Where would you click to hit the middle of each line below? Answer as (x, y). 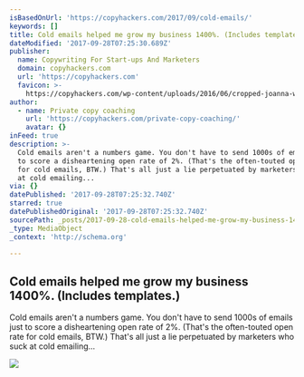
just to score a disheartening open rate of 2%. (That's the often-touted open (152, 327)
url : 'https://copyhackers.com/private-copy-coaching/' (133, 119)
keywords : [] (34, 26)
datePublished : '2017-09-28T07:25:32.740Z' (93, 195)
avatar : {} (46, 128)
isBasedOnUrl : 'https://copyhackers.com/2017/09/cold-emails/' (131, 18)
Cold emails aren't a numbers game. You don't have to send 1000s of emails (151, 317)
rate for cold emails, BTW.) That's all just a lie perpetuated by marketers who (152, 337)
